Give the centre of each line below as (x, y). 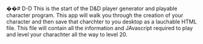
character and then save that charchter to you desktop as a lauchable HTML (102, 22)
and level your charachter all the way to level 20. (67, 34)
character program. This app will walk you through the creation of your (95, 15)
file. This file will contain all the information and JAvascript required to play (100, 28)
